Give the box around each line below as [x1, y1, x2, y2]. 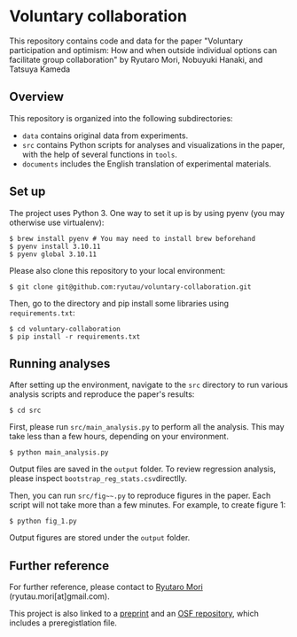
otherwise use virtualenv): [9, 217, 105, 228]
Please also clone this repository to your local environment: [9, 265, 226, 276]
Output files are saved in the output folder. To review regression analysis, [9, 463, 277, 475]
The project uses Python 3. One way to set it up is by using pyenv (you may [9, 207, 285, 218]
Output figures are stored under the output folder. [9, 532, 191, 543]
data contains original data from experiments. [21, 130, 189, 141]
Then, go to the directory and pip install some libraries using [9, 298, 229, 308]
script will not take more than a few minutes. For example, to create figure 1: [9, 500, 286, 510]
